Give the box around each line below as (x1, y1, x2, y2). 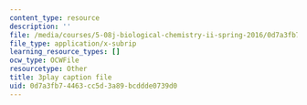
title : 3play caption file (9, 73, 112, 82)
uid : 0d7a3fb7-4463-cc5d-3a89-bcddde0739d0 (9, 81, 178, 90)
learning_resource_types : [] (9, 47, 121, 57)
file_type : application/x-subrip (9, 38, 137, 48)
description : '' (9, 22, 71, 31)
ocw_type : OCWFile (9, 56, 79, 65)
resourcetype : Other (9, 65, 89, 74)
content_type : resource (9, 13, 101, 23)
